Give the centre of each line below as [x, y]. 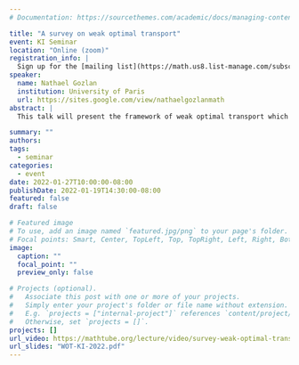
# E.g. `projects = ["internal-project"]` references [115, 313]
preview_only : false [55, 272]
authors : [25, 141]
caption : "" [40, 256]
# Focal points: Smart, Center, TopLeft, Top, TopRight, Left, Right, [143, 239]
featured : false [39, 199]
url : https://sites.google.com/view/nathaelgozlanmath [121, 100]
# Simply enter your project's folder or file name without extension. [149, 305]
